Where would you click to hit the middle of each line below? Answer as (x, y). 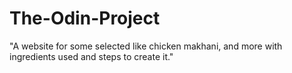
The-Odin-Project (85, 18)
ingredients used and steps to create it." (91, 56)
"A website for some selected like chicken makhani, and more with (146, 46)
